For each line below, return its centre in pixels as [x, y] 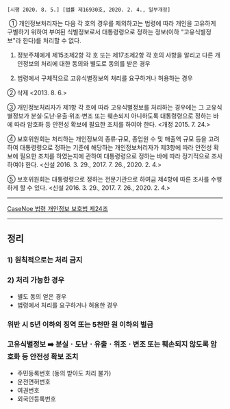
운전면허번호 [34, 382]
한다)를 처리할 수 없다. [52, 40]
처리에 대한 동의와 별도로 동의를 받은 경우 [95, 63]
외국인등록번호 [36, 399]
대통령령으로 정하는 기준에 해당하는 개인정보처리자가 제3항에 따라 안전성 [116, 147]
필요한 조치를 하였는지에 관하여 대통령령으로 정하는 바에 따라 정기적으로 [115, 156]
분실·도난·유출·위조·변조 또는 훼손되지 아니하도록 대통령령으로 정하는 [121, 116]
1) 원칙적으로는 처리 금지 [45, 260]
